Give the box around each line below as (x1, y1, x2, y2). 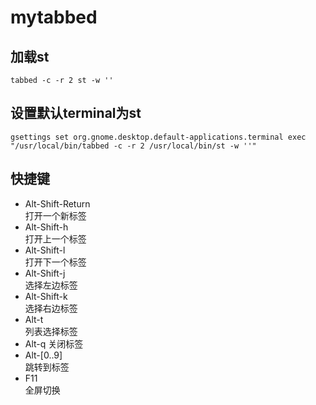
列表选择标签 (24, 325, 78, 337)
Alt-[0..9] (24, 349, 63, 361)
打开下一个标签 (24, 256, 87, 268)
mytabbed (10, 6, 98, 29)
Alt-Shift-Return (24, 197, 91, 210)
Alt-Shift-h (24, 221, 69, 233)
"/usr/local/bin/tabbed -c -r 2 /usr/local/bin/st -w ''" (10, 141, 257, 151)
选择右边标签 (24, 302, 78, 314)
